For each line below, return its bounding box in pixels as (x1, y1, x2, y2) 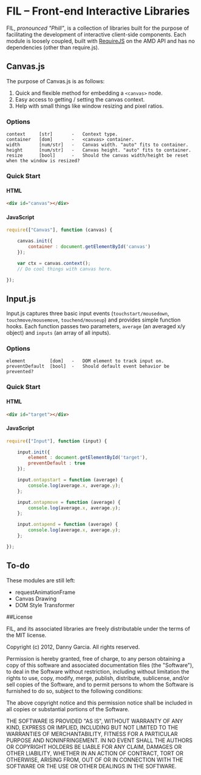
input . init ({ (17, 449, 50, 455)
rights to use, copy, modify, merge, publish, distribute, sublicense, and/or (6, 674, 189, 681)
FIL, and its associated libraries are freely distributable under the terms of (6, 625, 190, 632)
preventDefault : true (28, 460, 86, 466)
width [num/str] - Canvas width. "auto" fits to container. (6, 142, 189, 148)
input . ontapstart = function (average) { (17, 477, 123, 483)
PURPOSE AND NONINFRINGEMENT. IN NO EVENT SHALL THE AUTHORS (6, 737, 193, 744)
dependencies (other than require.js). (6, 44, 100, 51)
